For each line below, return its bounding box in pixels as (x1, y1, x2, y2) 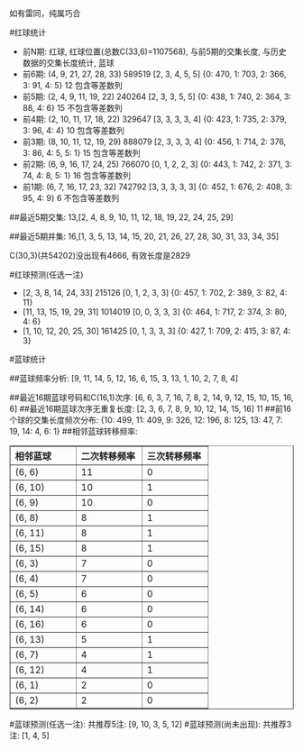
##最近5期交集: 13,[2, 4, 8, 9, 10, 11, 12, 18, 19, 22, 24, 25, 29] (9, 212, 234, 223)
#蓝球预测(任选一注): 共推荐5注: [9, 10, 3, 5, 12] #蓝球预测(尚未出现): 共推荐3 (9, 719, 292, 729)
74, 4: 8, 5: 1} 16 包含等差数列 (22, 170, 131, 180)
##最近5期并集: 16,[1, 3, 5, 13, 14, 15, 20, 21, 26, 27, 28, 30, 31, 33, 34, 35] (9, 231, 280, 242)
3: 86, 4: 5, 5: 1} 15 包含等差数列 (22, 148, 141, 158)
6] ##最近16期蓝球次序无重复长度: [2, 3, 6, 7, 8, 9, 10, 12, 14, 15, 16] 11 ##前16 (9, 404, 291, 414)
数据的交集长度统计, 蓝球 (22, 58, 115, 68)
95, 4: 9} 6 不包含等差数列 (22, 193, 120, 203)
